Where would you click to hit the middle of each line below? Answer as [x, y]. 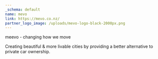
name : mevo [16, 14]
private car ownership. [28, 52]
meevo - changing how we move [38, 37]
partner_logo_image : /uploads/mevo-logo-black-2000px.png [65, 23]
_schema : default [23, 10]
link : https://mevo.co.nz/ [32, 19]
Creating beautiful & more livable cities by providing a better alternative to [79, 46]
